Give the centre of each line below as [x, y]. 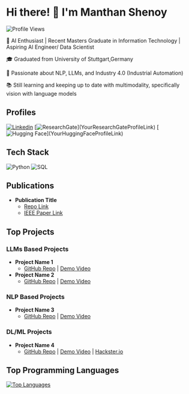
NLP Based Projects [35, 297]
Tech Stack [28, 152]
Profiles [21, 113]
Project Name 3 [34, 310]
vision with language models [41, 93]
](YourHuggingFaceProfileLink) [85, 133]
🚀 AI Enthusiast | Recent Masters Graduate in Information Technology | [94, 40]
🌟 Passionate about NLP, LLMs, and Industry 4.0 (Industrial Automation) [95, 73]
